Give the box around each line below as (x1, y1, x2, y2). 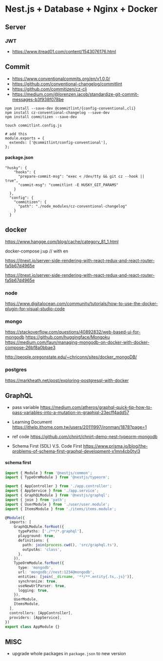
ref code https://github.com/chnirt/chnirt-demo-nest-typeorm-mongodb (12, 434, 158, 440)
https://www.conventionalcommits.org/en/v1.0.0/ (12, 76, 110, 82)
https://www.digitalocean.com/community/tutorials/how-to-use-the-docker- (5, 301, 158, 306)
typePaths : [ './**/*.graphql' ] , (18, 529, 84, 534)
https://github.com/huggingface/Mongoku (25, 334, 110, 340)
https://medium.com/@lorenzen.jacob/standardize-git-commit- (12, 91, 139, 97)
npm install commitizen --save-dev (5, 114, 77, 119)
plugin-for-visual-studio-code (5, 306, 65, 311)
